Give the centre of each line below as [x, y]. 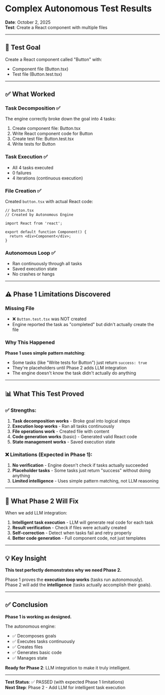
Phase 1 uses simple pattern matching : [45, 353]
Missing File [20, 308]
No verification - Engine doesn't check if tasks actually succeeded [80, 465]
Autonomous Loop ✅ [30, 253]
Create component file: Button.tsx [46, 128]
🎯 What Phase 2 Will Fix [42, 501]
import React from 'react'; [34, 224]
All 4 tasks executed [33, 167]
